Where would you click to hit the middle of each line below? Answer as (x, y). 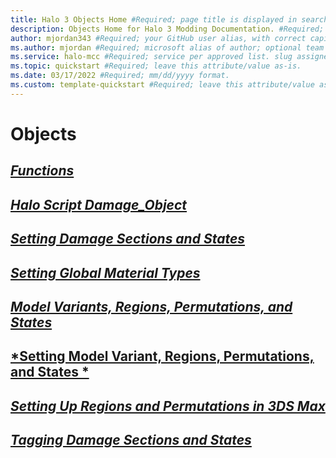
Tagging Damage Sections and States (131, 440)
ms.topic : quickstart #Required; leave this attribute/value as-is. (156, 66)
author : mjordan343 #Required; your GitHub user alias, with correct (158, 38)
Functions (42, 171)
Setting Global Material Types (105, 272)
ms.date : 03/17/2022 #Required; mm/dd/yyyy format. (120, 76)
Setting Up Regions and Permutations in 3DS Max (168, 406)
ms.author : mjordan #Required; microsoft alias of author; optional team (167, 47)
